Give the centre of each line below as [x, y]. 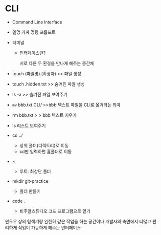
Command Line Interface [37, 22]
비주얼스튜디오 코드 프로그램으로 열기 [55, 211]
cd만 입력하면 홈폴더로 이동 [46, 151]
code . [19, 201]
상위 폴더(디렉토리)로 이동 [44, 145]
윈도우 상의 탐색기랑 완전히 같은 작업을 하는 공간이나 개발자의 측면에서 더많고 [78, 221]
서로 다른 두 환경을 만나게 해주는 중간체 [57, 63]
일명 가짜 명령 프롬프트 [34, 32]
